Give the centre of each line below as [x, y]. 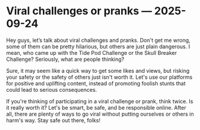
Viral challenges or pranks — [79, 11]
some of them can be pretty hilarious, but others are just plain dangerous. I [98, 47]
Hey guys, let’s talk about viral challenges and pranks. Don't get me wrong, [99, 40]
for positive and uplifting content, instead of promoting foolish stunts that [96, 83]
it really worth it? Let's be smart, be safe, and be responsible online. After [96, 107]
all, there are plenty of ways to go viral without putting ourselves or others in [100, 114]
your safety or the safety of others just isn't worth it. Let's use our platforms [99, 77]
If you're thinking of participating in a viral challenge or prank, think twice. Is [100, 101]
